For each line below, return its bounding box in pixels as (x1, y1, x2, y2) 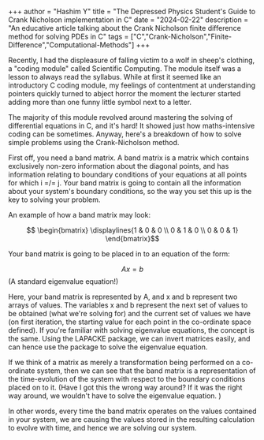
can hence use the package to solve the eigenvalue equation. (8, 342, 208, 352)
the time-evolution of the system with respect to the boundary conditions (8, 375, 246, 383)
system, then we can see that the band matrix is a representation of (36, 366, 256, 375)
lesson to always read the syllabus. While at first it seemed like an (8, 73, 222, 81)
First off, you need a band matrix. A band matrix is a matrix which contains (8, 153, 250, 162)
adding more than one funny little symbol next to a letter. (8, 98, 191, 106)
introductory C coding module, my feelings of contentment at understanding (8, 80, 256, 90)
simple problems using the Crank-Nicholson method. (8, 138, 180, 147)
